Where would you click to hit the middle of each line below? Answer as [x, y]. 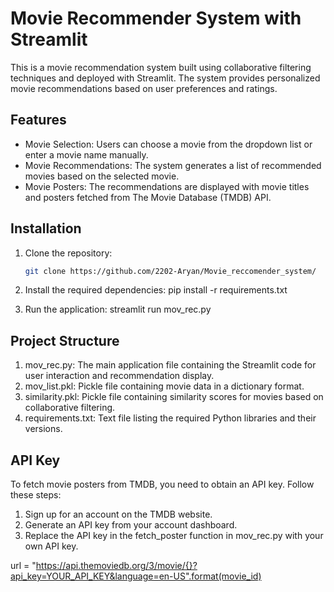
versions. [43, 429]
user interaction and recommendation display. [119, 376]
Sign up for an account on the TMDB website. [118, 514]
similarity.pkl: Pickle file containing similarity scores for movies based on [174, 397]
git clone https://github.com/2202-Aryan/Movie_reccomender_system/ [170, 271]
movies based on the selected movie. [102, 176]
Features [38, 120]
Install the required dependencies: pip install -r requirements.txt [156, 290]
